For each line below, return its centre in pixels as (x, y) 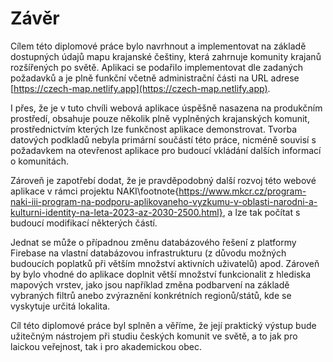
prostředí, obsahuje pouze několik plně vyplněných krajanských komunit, (160, 118)
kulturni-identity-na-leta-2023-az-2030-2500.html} (116, 212)
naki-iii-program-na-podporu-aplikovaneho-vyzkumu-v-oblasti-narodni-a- (164, 201)
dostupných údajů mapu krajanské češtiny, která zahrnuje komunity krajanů (166, 56)
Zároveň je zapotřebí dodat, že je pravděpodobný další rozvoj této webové (163, 180)
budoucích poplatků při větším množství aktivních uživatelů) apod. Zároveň (165, 263)
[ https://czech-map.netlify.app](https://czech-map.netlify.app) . (140, 88)
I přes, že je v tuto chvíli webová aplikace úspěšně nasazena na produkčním (166, 108)
